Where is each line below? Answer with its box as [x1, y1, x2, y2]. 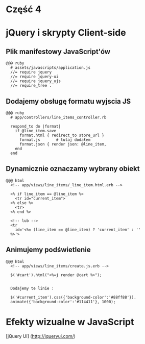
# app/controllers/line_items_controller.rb [10, 115, 107, 120]
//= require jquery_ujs [10, 79, 61, 84]
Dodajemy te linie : [10, 286, 54, 291]
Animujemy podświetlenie [6, 245, 91, 254]
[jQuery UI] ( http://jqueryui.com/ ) [6, 333, 76, 339]
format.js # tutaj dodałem [19, 137, 91, 142]
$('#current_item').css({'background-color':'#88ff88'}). [10, 294, 137, 300]
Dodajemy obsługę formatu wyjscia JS [6, 97, 131, 106]
